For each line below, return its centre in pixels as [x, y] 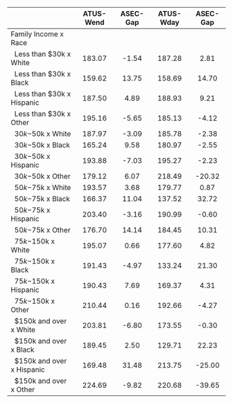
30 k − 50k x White [43, 134]
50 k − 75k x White [43, 188]
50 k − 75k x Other [42, 230]
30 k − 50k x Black [42, 145]
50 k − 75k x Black [42, 199]
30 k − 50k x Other [42, 176]
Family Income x [37, 34]
